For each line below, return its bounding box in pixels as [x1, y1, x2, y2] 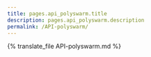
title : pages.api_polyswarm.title [7, 10, 108, 17]
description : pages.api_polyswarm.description [7, 17, 145, 24]
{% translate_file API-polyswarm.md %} [7, 42, 122, 51]
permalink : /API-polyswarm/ [7, 23, 89, 30]
